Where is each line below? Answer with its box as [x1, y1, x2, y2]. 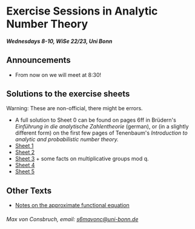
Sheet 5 [15, 168, 35, 175]
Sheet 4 [15, 162, 35, 169]
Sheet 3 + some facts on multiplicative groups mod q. [15, 155, 150, 162]
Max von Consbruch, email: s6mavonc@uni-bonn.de [6, 215, 139, 222]
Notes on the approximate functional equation [15, 202, 130, 209]
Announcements [6, 55, 71, 65]
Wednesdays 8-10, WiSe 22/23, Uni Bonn [6, 38, 113, 45]
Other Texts [6, 185, 52, 196]
